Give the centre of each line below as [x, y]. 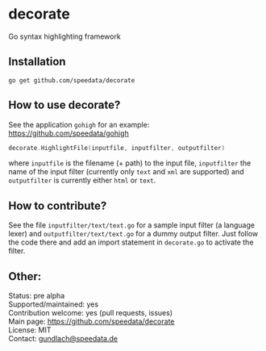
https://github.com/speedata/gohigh [69, 133]
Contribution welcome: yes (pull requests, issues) [91, 313]
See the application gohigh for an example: [79, 124]
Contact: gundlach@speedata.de [63, 339]
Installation [37, 62]
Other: [25, 276]
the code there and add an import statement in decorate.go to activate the [131, 242]
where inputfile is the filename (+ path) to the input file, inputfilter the [130, 163]
